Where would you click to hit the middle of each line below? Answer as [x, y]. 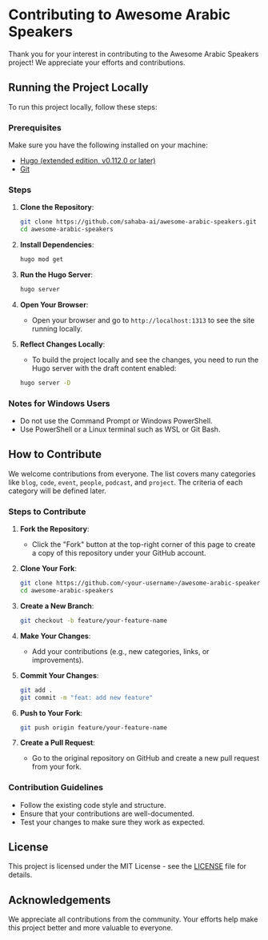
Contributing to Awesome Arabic [119, 15]
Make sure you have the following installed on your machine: [108, 145]
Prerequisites [35, 127]
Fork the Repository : [54, 529]
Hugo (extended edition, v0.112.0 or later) [88, 161]
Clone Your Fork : [48, 568]
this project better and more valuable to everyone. [91, 928]
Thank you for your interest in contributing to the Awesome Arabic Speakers [134, 54]
